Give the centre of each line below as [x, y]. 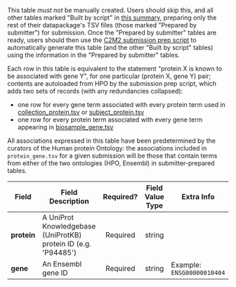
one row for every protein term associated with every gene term [110, 120]
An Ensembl [62, 264]
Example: [186, 265]
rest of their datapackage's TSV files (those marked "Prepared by [102, 25]
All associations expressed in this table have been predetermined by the [112, 141]
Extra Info [198, 197]
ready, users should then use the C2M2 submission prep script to [102, 40]
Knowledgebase [69, 226]
